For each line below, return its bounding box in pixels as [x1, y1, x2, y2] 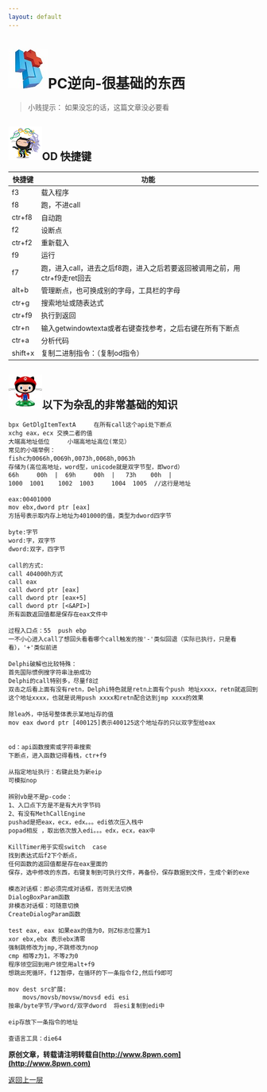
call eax [8, 578, 37, 587]
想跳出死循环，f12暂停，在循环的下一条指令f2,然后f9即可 [8, 969, 173, 977]
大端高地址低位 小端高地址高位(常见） [8, 438, 131, 446]
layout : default [8, 13, 62, 21]
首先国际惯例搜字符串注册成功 [8, 669, 91, 677]
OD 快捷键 [42, 150, 92, 163]
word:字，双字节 [8, 537, 56, 545]
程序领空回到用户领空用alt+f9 [8, 961, 95, 969]
